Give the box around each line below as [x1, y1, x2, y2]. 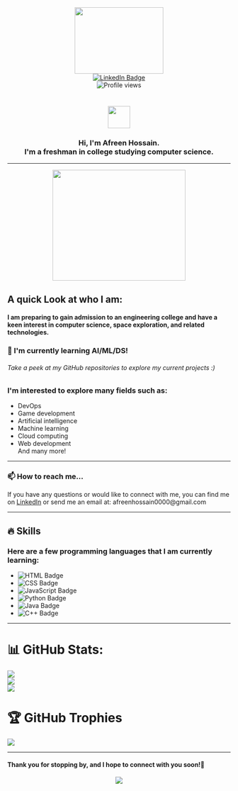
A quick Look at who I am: [7, 293, 123, 305]
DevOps [17, 401, 42, 410]
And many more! [17, 447, 67, 455]
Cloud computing [17, 432, 69, 440]
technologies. [7, 328, 50, 337]
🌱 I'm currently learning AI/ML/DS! [7, 346, 129, 356]
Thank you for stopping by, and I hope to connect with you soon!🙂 [7, 761, 205, 769]
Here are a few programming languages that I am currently [7, 546, 212, 556]
